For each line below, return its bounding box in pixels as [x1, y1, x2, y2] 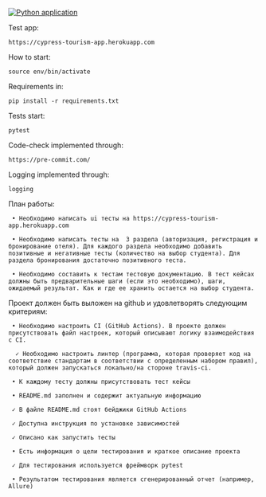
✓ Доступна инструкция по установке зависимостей [11, 420, 180, 428]
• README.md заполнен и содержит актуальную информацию [11, 392, 201, 400]
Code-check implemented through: [8, 140, 123, 150]
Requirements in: [8, 82, 64, 91]
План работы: [8, 199, 55, 209]
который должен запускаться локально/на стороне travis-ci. [8, 364, 213, 372]
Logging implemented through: [8, 170, 110, 179]
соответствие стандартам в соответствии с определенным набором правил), [8, 357, 259, 365]
